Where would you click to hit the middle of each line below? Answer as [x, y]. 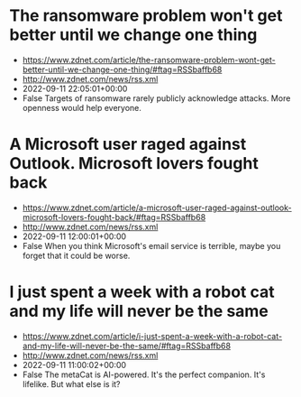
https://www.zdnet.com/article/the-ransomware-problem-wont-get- [149, 60]
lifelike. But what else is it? [71, 383]
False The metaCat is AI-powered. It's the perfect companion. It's [144, 374]
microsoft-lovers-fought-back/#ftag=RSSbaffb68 [114, 217]
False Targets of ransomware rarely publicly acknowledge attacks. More [156, 98]
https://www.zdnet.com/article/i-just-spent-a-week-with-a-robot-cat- [152, 336]
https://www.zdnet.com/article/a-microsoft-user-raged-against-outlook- [157, 208]
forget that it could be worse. [76, 255]
